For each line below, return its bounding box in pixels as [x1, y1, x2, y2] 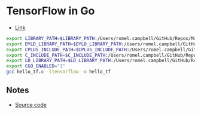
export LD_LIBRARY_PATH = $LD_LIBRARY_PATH [6, 58, 111, 64]
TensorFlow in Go [6, 4, 95, 18]
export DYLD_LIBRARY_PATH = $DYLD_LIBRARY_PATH [6, 41, 121, 47]
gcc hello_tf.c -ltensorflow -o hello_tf [6, 69, 111, 75]
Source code [14, 101, 47, 108]
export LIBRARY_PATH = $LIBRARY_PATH [6, 35, 95, 41]
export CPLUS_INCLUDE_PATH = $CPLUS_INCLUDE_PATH [6, 47, 127, 53]
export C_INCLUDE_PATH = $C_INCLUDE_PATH [6, 52, 106, 58]
